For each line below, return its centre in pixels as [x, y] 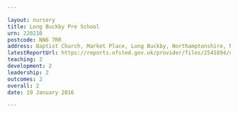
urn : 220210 [25, 33]
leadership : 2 [28, 72]
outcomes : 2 [25, 79]
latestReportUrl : [33, 53]
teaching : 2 [25, 60]
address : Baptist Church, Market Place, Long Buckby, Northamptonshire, [117, 47]
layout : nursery [31, 20]
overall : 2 [23, 85]
